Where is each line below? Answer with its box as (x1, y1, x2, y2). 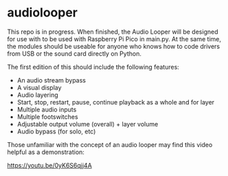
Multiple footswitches (16, 112, 78, 121)
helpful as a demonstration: (7, 148, 84, 156)
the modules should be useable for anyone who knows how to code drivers (7, 42, 220, 50)
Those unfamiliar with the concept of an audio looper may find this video (7, 140, 213, 148)
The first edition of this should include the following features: (7, 63, 180, 71)
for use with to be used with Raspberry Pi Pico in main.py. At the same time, (7, 34, 222, 43)
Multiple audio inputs (16, 105, 77, 113)
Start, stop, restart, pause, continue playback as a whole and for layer (16, 98, 215, 106)
